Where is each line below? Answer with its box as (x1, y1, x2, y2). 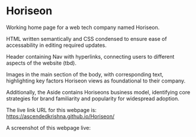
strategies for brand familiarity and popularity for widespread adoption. (6, 95, 179, 102)
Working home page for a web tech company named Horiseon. (6, 24, 160, 31)
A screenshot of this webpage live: (6, 124, 91, 131)
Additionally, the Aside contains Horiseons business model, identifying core (6, 88, 191, 95)
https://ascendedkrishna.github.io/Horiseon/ (6, 113, 115, 120)
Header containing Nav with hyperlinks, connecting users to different (6, 53, 175, 60)
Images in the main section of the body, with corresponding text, (6, 71, 164, 78)
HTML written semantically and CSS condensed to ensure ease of (6, 35, 167, 42)
